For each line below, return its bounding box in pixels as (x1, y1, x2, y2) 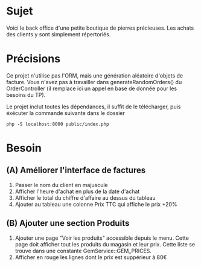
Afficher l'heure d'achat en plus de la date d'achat (14, 188, 140, 195)
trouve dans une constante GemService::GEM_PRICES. (14, 247, 152, 254)
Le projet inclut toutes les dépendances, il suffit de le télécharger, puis (6, 103, 181, 110)
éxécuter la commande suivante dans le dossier (6, 109, 125, 116)
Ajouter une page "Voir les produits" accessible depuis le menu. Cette (14, 234, 189, 242)
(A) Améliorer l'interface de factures (6, 165, 146, 176)
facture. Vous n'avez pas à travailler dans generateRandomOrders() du (6, 78, 182, 85)
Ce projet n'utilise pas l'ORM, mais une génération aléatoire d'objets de (6, 71, 183, 79)
